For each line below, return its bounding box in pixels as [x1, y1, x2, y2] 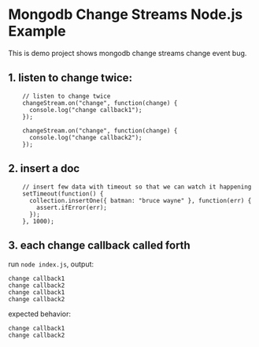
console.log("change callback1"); [28, 106, 143, 114]
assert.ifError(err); [36, 203, 108, 211]
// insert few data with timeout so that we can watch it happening [22, 183, 252, 191]
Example [8, 22, 66, 40]
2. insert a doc [8, 162, 80, 175]
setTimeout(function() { [22, 189, 104, 198]
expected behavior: [8, 309, 71, 319]
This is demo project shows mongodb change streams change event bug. [8, 48, 247, 58]
